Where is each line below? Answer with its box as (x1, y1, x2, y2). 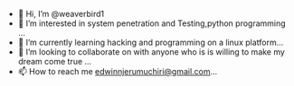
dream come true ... (17, 56, 92, 66)
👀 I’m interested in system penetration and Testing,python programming (17, 18, 287, 29)
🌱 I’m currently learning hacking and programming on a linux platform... (17, 37, 284, 47)
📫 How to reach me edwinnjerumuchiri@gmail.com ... (17, 66, 218, 76)
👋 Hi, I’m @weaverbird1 (17, 9, 105, 19)
